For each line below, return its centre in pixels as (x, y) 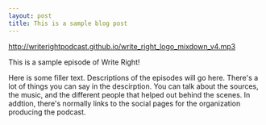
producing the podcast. (47, 112)
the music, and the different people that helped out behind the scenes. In (129, 94)
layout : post (30, 16)
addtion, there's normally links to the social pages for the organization (125, 103)
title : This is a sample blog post (68, 23)
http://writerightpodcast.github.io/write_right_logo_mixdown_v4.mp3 (122, 46)
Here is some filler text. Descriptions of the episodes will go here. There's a (133, 77)
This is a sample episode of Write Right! (74, 62)
